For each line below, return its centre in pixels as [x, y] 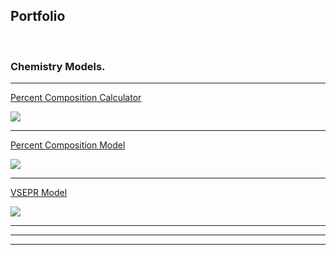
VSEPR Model [39, 193]
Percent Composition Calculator [76, 98]
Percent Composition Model [68, 145]
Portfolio [38, 16]
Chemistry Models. [58, 66]
